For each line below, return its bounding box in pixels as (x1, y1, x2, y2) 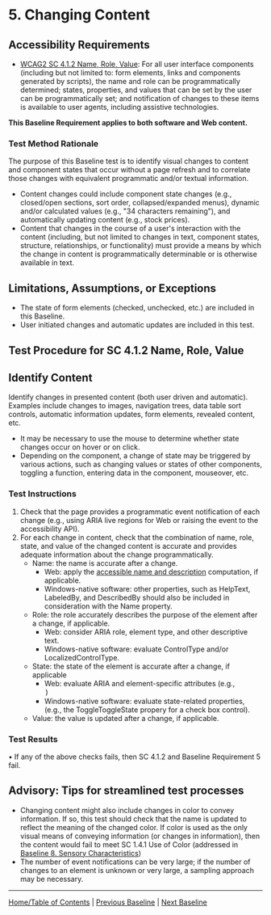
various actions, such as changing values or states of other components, (19, 459, 262, 470)
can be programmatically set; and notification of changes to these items (19, 94, 260, 103)
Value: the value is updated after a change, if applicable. (31, 713, 219, 723)
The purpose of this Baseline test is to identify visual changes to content (8, 156, 248, 167)
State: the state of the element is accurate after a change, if (31, 661, 230, 671)
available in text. (19, 258, 75, 268)
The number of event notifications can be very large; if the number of (19, 857, 252, 867)
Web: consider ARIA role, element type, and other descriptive (44, 626, 248, 636)
